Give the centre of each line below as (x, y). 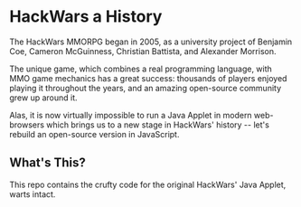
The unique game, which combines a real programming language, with (141, 69)
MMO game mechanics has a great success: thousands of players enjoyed (148, 78)
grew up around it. (44, 98)
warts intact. (33, 194)
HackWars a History (86, 17)
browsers (27, 125)
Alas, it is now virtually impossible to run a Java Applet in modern (131, 115)
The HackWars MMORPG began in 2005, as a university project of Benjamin (151, 42)
